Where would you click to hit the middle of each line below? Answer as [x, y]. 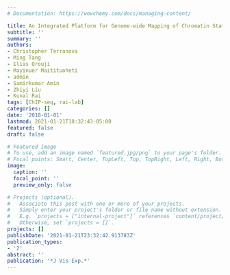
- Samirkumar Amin [33, 83]
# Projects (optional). [41, 197]
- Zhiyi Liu [24, 90]
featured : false [30, 128]
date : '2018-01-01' [35, 115]
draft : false [26, 134]
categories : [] [29, 109]
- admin [18, 77]
